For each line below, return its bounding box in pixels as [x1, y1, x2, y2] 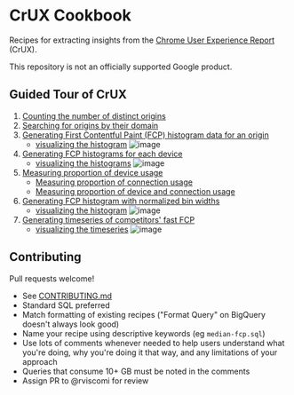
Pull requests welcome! [9, 273, 95, 284]
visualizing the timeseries [35, 224, 129, 234]
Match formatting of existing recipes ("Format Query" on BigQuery [21, 309, 266, 320]
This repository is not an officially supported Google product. [9, 61, 233, 72]
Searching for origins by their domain [21, 120, 159, 130]
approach [21, 356, 58, 367]
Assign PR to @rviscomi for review [21, 375, 149, 386]
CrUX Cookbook [9, 5, 131, 26]
